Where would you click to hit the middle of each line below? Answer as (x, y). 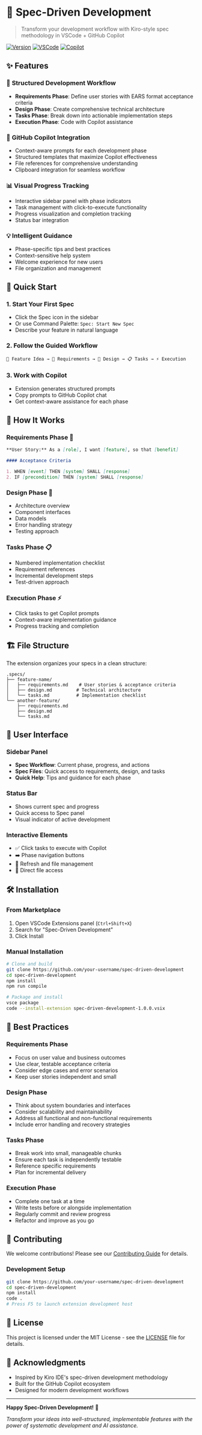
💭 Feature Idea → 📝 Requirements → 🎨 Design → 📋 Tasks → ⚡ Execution (96, 359)
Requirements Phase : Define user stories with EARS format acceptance (104, 96)
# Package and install (35, 997)
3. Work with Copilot (37, 376)
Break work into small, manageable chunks (68, 1153)
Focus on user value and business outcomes (70, 1057)
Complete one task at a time (50, 1201)
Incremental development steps (54, 575)
